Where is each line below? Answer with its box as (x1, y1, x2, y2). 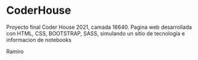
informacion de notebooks (6, 36, 72, 43)
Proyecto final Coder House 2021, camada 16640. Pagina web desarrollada (6, 23, 193, 31)
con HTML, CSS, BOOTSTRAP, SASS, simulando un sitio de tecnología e (6, 29, 185, 37)
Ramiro (6, 47, 24, 55)
